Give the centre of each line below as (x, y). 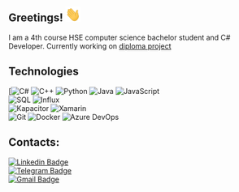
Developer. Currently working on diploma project (90, 46)
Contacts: (34, 142)
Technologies (44, 72)
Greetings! (36, 18)
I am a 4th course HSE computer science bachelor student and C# (119, 37)
